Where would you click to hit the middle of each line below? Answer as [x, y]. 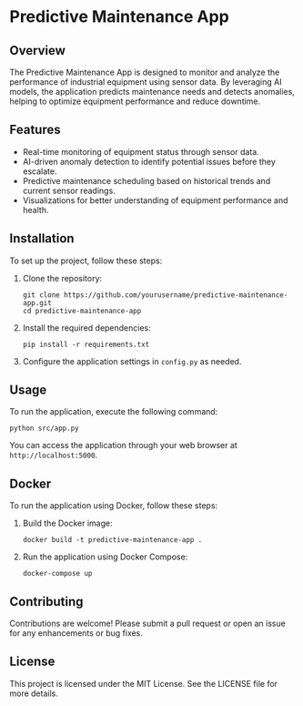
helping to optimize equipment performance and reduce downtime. [135, 101]
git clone [41, 295]
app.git [37, 302]
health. [35, 210]
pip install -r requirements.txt [86, 344]
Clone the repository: [62, 278]
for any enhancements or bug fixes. [76, 633]
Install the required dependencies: [87, 327]
